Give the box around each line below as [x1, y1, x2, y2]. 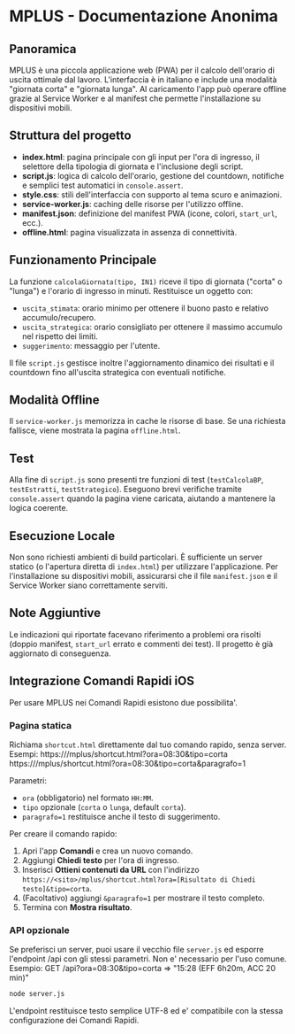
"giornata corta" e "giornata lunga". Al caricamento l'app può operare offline [9, 84, 287, 94]
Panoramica [9, 42, 77, 57]
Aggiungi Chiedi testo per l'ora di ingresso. [21, 854, 179, 865]
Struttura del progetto [9, 128, 132, 143]
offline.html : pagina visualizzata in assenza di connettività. [21, 227, 238, 237]
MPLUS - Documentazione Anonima [9, 6, 278, 27]
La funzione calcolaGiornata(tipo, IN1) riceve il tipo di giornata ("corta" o [9, 276, 283, 287]
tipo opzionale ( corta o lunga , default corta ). [21, 801, 187, 812]
